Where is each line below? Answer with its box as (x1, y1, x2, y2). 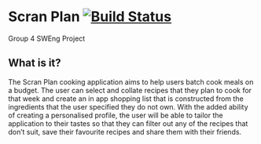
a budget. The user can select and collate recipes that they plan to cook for (8, 85, 252, 95)
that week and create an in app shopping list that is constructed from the (8, 94, 244, 103)
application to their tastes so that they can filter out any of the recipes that (8, 118, 248, 128)
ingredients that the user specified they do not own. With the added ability (8, 102, 249, 111)
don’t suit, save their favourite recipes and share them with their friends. (8, 127, 242, 136)
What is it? (8, 56, 61, 70)
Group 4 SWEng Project (8, 34, 86, 43)
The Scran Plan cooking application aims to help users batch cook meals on (8, 77, 254, 86)
